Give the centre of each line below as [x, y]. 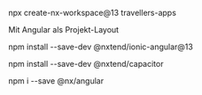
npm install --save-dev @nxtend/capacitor [86, 64]
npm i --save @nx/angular [56, 81]
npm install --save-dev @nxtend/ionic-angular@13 [101, 47]
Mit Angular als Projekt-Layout [64, 29]
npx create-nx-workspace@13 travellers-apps [92, 13]
